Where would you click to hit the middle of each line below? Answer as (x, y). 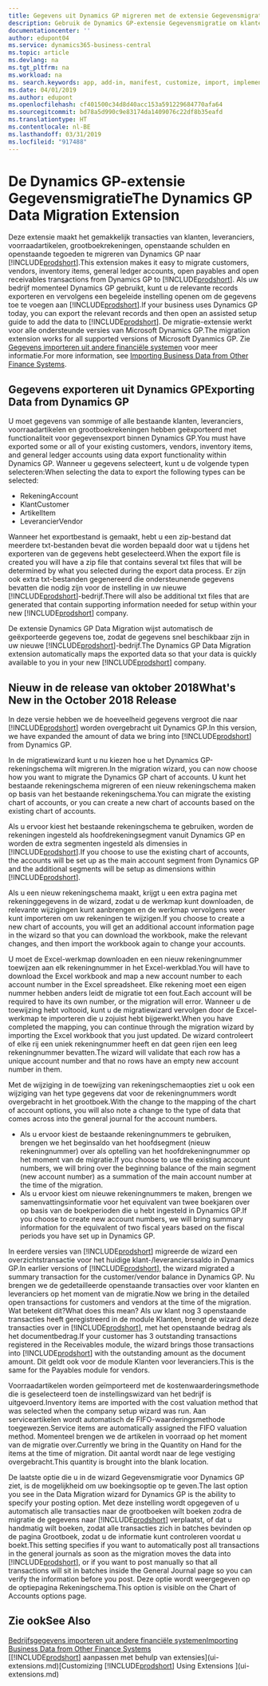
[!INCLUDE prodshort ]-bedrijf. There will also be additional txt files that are (129, 596)
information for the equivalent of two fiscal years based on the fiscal (132, 1228)
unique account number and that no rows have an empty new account (124, 1061)
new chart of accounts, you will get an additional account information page (131, 927)
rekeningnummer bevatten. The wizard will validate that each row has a (124, 1052)
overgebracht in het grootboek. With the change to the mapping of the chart (132, 1102)
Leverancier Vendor (51, 521)
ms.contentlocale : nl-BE (49, 127)
